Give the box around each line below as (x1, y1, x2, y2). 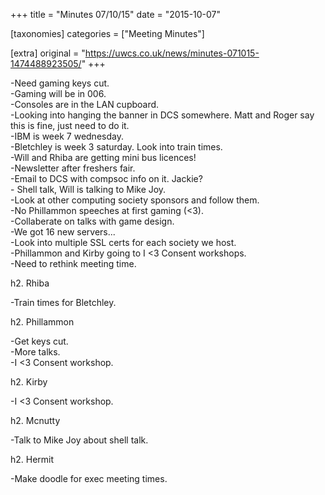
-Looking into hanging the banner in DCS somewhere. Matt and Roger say (10, 109, 315, 121)
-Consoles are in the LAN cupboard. (10, 99, 160, 110)
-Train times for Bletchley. (10, 297, 117, 308)
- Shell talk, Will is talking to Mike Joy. (10, 184, 167, 195)
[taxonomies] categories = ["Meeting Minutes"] (10, 28, 205, 39)
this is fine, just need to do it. (10, 120, 130, 131)
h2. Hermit (10, 454, 55, 465)
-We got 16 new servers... (10, 226, 116, 238)
